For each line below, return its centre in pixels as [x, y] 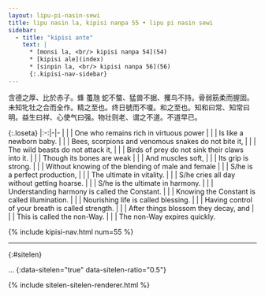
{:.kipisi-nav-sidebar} [68, 74]
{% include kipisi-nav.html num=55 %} [71, 231]
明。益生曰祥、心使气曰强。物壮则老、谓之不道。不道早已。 [105, 117]
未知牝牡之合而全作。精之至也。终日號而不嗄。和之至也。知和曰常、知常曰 [129, 107]
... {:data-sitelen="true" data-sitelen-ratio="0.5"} [88, 269]
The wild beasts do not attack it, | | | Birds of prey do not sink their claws [126, 150]
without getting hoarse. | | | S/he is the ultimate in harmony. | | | [111, 183]
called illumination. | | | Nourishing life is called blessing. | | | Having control [130, 200]
